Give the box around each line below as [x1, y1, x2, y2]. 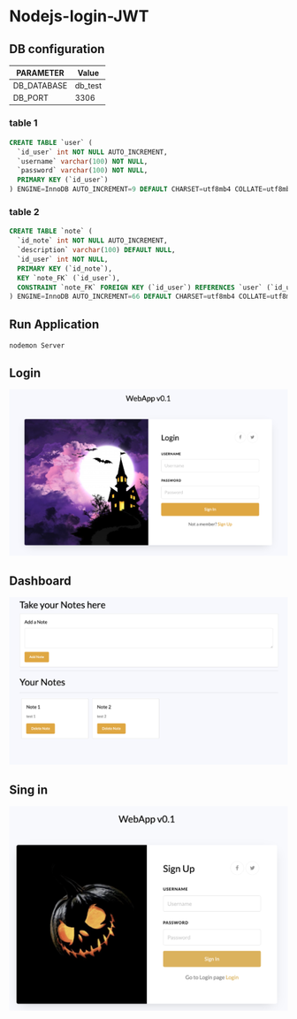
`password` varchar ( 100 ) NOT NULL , [17, 166, 148, 175]
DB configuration [9, 42, 105, 57]
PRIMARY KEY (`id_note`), [17, 264, 113, 273]
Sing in [9, 782, 49, 797]
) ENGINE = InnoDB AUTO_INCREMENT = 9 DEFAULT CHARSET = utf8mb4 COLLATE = [9, 185, 267, 194]
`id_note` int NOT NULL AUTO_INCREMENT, [17, 236, 168, 245]
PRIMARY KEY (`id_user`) [17, 175, 109, 185]
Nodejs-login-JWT [9, 6, 149, 27]
